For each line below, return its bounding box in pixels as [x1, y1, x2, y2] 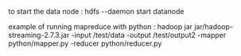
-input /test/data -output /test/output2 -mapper [71, 31, 227, 39]
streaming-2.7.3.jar [8, 31, 70, 39]
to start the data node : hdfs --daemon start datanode [8, 7, 185, 16]
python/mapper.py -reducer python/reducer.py [8, 39, 162, 48]
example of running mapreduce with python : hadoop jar [8, 22, 193, 31]
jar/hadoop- [194, 22, 233, 31]
